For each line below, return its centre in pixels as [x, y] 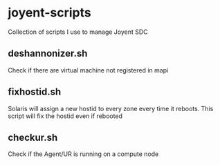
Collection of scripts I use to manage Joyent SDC [78, 32]
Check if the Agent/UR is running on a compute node [83, 154]
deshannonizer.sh [48, 54]
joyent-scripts [50, 13]
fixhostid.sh [35, 92]
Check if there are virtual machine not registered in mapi [88, 70]
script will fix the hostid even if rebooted [65, 116]
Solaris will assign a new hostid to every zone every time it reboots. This [111, 108]
